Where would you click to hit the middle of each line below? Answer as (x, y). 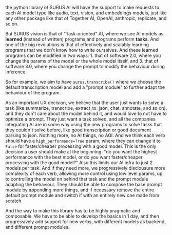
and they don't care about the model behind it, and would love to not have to (86, 113)
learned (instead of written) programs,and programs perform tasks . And (82, 39)
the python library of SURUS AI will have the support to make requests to (82, 7)
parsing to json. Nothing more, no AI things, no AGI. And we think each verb (85, 135)
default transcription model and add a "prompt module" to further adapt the (85, 87)
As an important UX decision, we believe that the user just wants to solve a (84, 103)
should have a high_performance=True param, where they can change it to (83, 141)
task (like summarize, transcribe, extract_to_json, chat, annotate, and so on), (86, 108)
